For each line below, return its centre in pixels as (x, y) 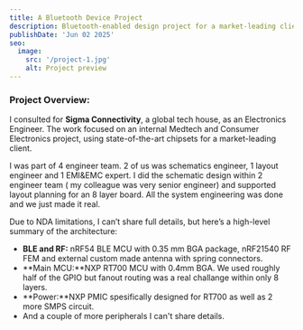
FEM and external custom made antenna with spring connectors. (142, 259)
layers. (35, 288)
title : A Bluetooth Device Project (76, 18)
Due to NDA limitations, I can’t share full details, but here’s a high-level (140, 222)
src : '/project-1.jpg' (68, 60)
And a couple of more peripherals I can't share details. (124, 316)
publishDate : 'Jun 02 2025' (62, 34)
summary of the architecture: (64, 231)
